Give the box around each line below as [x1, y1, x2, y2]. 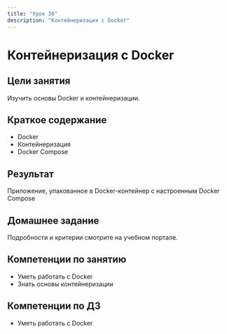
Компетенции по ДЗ [7, 300, 101, 312]
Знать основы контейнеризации [17, 279, 113, 288]
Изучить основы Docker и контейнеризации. [7, 94, 140, 102]
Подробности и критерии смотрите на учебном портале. [7, 233, 179, 241]
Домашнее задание [7, 214, 99, 226]
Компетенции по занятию [7, 254, 127, 266]
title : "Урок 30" [7, 10, 58, 18]
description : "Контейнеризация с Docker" [7, 17, 130, 24]
